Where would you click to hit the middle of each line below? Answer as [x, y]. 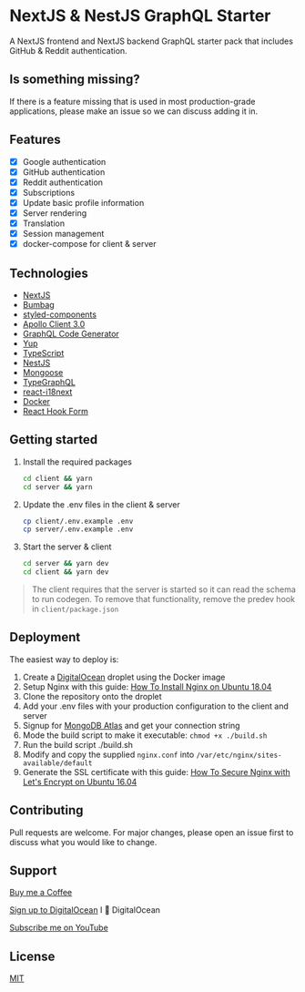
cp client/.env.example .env [78, 521]
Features [35, 140]
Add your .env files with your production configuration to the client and [156, 706]
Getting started [54, 440]
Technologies [49, 273]
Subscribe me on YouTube [59, 928]
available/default [57, 763]
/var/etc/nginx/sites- [239, 755]
